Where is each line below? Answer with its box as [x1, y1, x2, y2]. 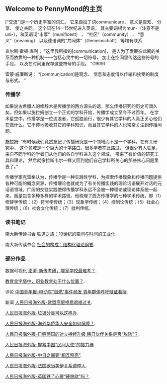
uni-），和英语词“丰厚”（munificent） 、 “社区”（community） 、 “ [5, 31, 140, 37]
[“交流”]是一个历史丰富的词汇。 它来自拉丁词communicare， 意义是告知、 [5, 19, 156, 25]
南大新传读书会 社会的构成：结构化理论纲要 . [5, 242, 95, 248]
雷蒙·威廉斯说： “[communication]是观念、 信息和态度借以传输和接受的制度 [5, 71, 159, 77]
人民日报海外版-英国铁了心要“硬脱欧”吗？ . [5, 373, 91, 379]
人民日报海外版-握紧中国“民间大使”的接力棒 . [5, 341, 95, 347]
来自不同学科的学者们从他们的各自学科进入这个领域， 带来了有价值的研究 [5, 151, 155, 157]
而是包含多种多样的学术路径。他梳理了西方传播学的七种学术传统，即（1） [13, 193, 162, 199]
